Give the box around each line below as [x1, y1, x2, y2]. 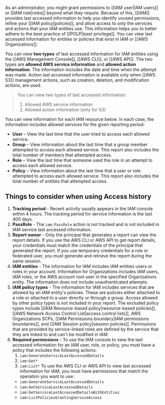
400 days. [12, 216, 33, 222]
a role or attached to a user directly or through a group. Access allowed [12, 295, 158, 300]
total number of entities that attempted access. [12, 178, 108, 184]
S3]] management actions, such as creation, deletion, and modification [5, 77, 150, 83]
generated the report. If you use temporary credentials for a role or [12, 247, 149, 254]
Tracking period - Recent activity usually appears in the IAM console [12, 205, 153, 212]
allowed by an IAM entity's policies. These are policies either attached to [12, 289, 161, 295]
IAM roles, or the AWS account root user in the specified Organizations [12, 274, 157, 280]
